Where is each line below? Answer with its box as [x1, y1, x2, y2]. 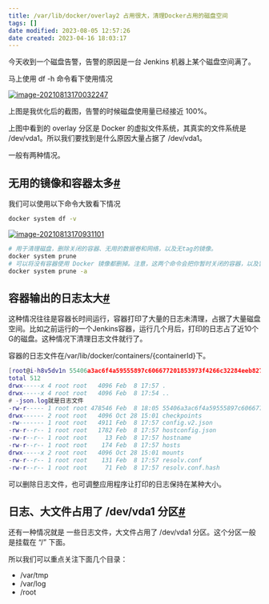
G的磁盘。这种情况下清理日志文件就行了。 [8, 334, 147, 344]
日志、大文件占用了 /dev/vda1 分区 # [8, 505, 186, 518]
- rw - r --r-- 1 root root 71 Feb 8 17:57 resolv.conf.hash [8, 463, 220, 472]
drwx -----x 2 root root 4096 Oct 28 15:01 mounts [8, 449, 184, 457]
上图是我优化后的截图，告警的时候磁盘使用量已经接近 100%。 [8, 106, 212, 116]
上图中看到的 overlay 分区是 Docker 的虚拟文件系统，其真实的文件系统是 [8, 123, 247, 133]
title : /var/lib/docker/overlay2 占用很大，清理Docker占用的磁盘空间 [8, 11, 228, 20]
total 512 [8, 374, 42, 382]
